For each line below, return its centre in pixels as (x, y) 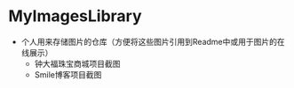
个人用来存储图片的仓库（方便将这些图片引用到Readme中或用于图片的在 (153, 41)
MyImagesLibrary (75, 16)
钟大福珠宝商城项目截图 (77, 63)
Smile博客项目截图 (68, 74)
